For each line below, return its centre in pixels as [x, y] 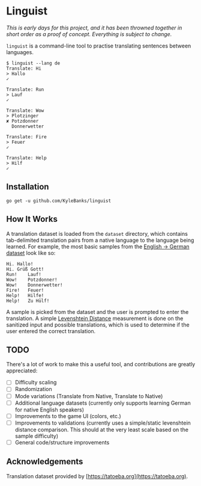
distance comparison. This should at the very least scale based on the [102, 429]
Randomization [33, 389]
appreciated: [22, 371]
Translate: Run [25, 89]
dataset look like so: [31, 253]
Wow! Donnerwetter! [34, 285]
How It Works [32, 219]
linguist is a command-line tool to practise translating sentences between [99, 46]
